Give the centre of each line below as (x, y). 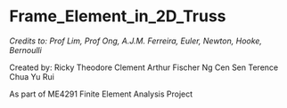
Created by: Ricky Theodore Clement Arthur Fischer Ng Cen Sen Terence (144, 67)
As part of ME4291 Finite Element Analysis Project (101, 94)
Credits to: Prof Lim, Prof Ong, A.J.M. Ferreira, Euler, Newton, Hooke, (136, 41)
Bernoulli (25, 50)
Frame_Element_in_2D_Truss (118, 16)
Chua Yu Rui (32, 76)
